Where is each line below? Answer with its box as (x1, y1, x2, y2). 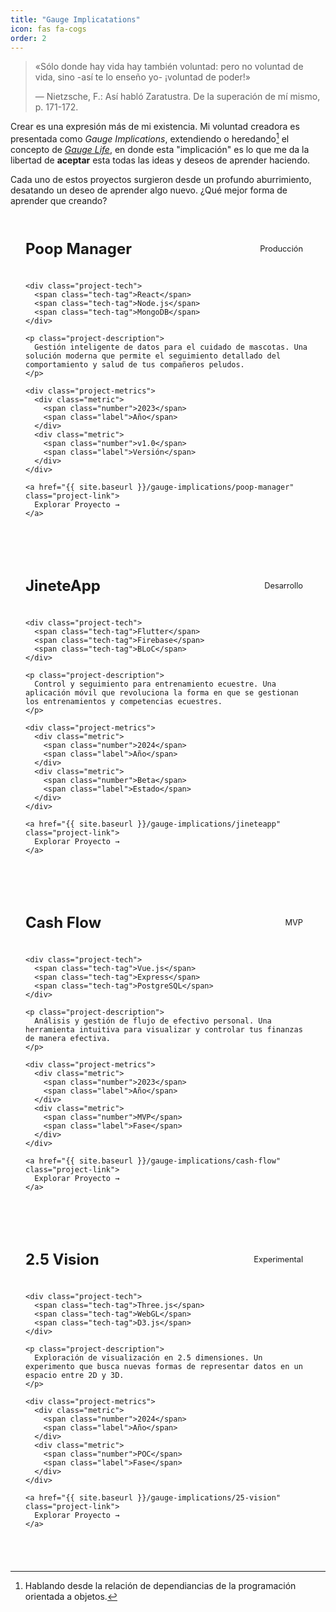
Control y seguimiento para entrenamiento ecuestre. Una (34, 679, 277, 690)
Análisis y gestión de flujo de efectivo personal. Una (34, 1016, 272, 1026)
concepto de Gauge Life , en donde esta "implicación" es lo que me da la (10, 144, 310, 156)
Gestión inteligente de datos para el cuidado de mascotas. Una (34, 342, 308, 353)
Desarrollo (264, 581, 303, 591)
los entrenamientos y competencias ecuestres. (25, 697, 223, 707)
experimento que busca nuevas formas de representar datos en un (25, 1362, 303, 1372)
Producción (259, 244, 303, 255)
